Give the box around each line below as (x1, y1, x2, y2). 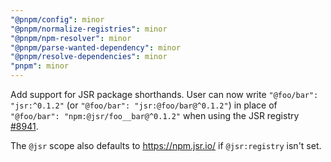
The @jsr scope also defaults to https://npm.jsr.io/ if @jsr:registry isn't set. (10, 140, 322, 151)
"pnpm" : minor (10, 61, 70, 71)
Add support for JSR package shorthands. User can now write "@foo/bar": (10, 89, 319, 100)
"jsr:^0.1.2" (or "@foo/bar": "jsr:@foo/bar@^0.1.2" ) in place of (10, 99, 278, 111)
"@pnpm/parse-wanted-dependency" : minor (10, 42, 182, 53)
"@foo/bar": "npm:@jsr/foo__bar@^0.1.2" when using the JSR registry (10, 110, 300, 121)
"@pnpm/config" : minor (10, 14, 105, 25)
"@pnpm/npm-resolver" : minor (10, 33, 132, 43)
